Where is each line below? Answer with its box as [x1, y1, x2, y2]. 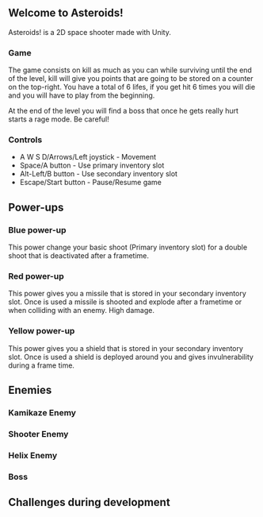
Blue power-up [8, 224, 67, 235]
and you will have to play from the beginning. [8, 91, 155, 100]
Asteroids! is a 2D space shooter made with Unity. [8, 27, 172, 37]
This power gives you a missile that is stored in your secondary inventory [8, 289, 247, 299]
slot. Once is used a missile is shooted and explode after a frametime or [8, 297, 242, 307]
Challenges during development [8, 496, 170, 509]
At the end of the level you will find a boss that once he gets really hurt [8, 106, 239, 116]
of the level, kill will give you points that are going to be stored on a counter [8, 74, 253, 83]
